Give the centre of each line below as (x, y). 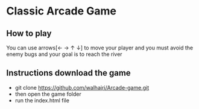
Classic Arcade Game (61, 11)
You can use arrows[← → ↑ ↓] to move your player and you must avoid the (100, 48)
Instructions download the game (68, 73)
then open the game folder (48, 94)
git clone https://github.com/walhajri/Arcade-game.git (82, 87)
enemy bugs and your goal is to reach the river (64, 54)
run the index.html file (42, 100)
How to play (29, 33)
